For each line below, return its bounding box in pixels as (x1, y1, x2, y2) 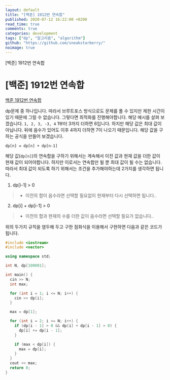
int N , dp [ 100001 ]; (5, 263, 47, 269)
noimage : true (5, 45, 36, 50)
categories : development (5, 31, 58, 36)
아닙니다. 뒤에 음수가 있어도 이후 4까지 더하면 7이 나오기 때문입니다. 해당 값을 (5, 127, 158, 133)
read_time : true (5, 21, 40, 27)
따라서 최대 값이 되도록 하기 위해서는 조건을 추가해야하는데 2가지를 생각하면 (5, 165, 155, 171)
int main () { (5, 272, 33, 278)
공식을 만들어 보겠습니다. (14, 133, 64, 139)
